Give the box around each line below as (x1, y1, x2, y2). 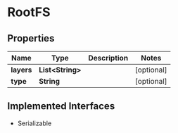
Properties (7, 32, 55, 44)
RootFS (7, 4, 51, 20)
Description (87, 53, 129, 63)
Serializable (17, 119, 52, 127)
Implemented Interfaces (7, 100, 115, 113)
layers (11, 65, 32, 75)
